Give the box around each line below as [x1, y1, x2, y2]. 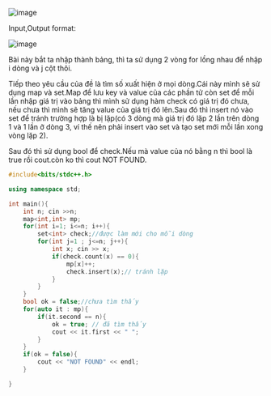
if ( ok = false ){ [23, 351, 78, 359]
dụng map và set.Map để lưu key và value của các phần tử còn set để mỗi [8, 87, 255, 97]
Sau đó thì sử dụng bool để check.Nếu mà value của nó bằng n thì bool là [8, 147, 253, 155]
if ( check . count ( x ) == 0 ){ [51, 252, 139, 261]
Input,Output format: [8, 23, 77, 32]
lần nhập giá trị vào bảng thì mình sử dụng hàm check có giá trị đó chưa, [8, 96, 250, 105]
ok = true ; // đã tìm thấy [51, 320, 147, 328]
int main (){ [8, 199, 49, 208]
